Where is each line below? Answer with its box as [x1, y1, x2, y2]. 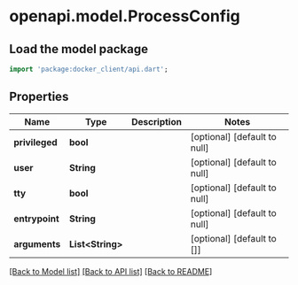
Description [131, 115, 182, 127]
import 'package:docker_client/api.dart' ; [9, 65, 169, 73]
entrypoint [13, 212, 59, 225]
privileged [13, 135, 58, 148]
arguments [13, 237, 61, 250]
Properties [9, 89, 69, 104]
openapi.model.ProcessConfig [9, 6, 241, 27]
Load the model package [9, 42, 149, 57]
